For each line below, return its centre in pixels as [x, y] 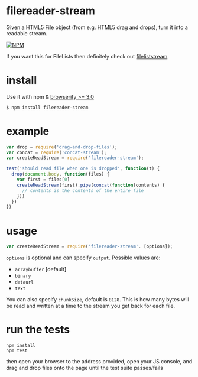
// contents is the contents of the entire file [83, 190]
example [28, 131]
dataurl [24, 282]
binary [23, 276]
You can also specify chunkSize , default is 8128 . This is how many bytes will [98, 300]
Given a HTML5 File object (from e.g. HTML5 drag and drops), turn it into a [97, 27]
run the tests [38, 330]
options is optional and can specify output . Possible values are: [83, 258]
